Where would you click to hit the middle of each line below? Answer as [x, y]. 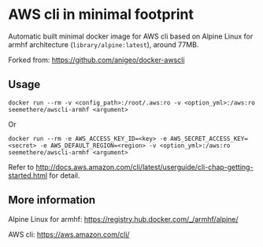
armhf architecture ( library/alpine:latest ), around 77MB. [104, 44]
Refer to [21, 167]
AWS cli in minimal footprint [101, 15]
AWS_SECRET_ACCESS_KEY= [209, 138]
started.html [28, 175]
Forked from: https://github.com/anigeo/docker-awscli [96, 60]
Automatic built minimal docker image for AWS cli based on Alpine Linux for [131, 36]
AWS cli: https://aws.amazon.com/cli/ [69, 234]
